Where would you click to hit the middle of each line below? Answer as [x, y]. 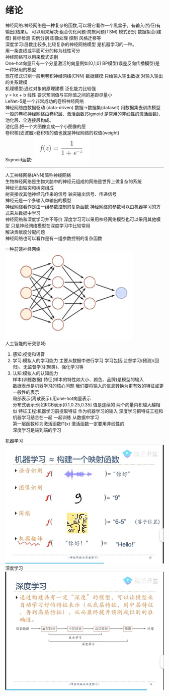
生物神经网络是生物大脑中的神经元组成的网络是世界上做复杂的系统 [73, 181]
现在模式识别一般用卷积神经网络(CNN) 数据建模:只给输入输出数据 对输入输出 [84, 76]
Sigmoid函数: [19, 159]
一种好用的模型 [21, 69]
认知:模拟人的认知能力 [35, 373]
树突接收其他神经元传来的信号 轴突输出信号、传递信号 [61, 194]
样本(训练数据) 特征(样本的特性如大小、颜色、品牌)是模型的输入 [78, 379]
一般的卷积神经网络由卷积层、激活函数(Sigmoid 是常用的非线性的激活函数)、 [84, 114]
